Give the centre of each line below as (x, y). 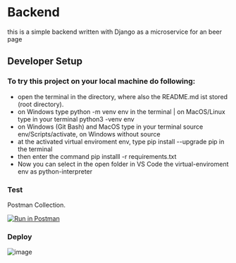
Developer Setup (45, 62)
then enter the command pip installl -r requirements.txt (97, 156)
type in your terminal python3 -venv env (76, 119)
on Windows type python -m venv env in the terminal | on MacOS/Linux (121, 111)
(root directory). (41, 104)
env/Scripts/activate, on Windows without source (89, 134)
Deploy (20, 236)
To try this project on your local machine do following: (101, 82)
